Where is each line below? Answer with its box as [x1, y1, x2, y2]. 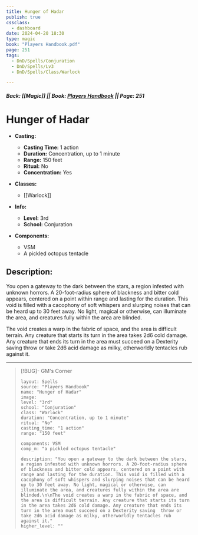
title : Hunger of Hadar [6, 8, 65, 15]
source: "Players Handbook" [20, 384, 90, 389]
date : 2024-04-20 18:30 [6, 31, 65, 37]
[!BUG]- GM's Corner [20, 367, 72, 374]
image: [20, 394, 37, 400]
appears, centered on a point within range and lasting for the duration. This [6, 295, 189, 302]
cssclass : [6, 19, 31, 25]
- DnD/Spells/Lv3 [11, 63, 54, 70]
